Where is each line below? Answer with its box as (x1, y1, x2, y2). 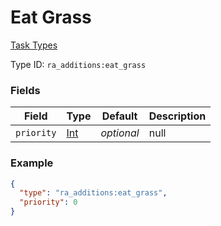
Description (148, 109, 207, 123)
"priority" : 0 (19, 197, 78, 208)
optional (100, 126, 140, 140)
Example (10, 156, 54, 170)
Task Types (10, 39, 58, 51)
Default (101, 109, 138, 123)
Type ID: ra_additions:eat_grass (10, 58, 147, 70)
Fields (10, 83, 41, 97)
